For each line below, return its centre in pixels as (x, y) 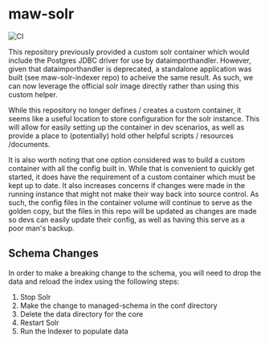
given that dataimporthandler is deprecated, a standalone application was (130, 68)
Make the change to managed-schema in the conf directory (119, 305)
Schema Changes (53, 254)
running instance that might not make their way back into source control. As (134, 194)
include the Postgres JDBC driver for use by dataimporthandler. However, (130, 60)
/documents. (29, 144)
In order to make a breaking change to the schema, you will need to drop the (135, 272)
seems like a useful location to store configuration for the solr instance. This (134, 118)
